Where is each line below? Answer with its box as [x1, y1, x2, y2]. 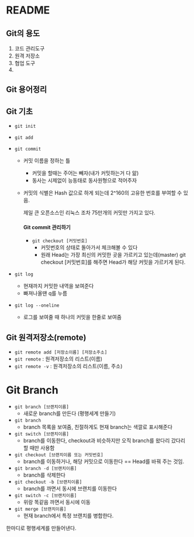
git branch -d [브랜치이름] [14, 465, 77, 472]
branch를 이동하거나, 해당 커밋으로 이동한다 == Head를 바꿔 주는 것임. [23, 458, 185, 465]
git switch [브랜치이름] [14, 431, 69, 437]
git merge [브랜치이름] [14, 507, 67, 512]
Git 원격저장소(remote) [6, 332, 86, 342]
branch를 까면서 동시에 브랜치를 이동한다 [23, 485, 117, 492]
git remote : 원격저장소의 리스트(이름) [14, 355, 103, 362]
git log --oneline [14, 303, 60, 308]
